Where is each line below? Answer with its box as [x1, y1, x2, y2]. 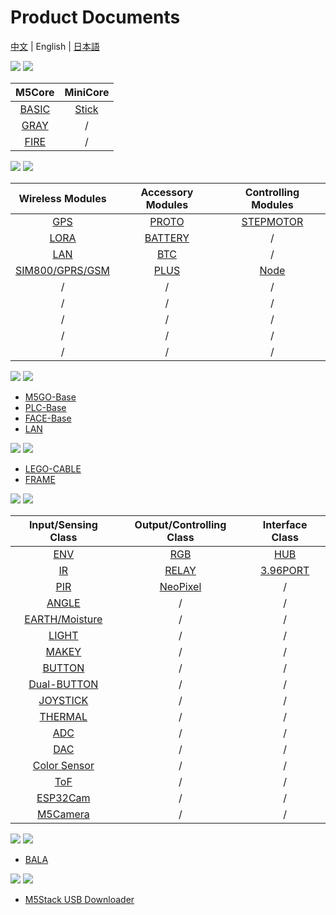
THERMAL [39, 709, 88, 723]
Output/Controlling [134, 517, 227, 531]
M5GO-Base [24, 391, 77, 403]
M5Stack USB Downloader [24, 893, 135, 905]
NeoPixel [159, 579, 202, 593]
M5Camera [36, 807, 90, 821]
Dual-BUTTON [28, 677, 99, 691]
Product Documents [10, 6, 181, 29]
